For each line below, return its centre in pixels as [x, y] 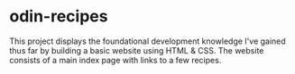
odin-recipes [59, 16]
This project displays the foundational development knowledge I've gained [147, 41]
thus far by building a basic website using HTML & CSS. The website [137, 50]
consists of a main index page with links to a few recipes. [115, 60]
